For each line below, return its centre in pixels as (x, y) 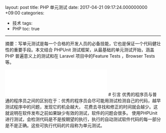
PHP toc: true (26, 29)
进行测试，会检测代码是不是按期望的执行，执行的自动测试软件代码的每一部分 (83, 119)
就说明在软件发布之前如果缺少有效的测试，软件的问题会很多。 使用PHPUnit (81, 113)
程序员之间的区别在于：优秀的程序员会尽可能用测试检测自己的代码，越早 (87, 100)
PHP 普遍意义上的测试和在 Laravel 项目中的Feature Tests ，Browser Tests (80, 56)
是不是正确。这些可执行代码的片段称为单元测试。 (55, 125)
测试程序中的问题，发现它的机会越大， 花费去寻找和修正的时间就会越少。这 (82, 107)
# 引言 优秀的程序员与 (130, 94)
